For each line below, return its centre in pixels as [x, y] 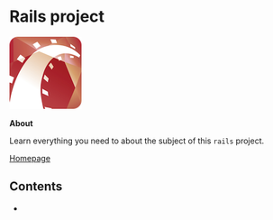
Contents [36, 187]
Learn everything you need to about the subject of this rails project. [136, 141]
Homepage [30, 158]
